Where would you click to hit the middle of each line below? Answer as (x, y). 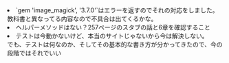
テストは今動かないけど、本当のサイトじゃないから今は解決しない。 (112, 36)
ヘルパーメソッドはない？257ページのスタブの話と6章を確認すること (113, 27)
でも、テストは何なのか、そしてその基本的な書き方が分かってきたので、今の (115, 45)
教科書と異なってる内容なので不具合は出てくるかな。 (82, 19)
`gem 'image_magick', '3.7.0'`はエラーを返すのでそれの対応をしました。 (117, 10)
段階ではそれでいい (34, 53)
